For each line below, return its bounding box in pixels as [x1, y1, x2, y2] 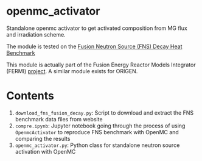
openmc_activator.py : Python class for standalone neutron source [15, 141, 180, 149]
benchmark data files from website [15, 115, 103, 123]
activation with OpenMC [15, 148, 76, 155]
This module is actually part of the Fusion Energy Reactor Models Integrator [6, 61, 196, 68]
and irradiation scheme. [6, 30, 66, 38]
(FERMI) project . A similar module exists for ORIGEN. [6, 67, 138, 74]
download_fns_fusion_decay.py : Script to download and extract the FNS [15, 109, 193, 116]
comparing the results [15, 135, 71, 142]
